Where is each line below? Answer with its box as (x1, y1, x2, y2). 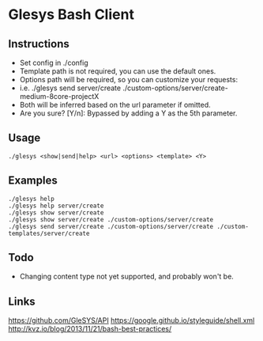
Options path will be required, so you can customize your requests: (19, 75, 239, 84)
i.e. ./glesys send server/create (19, 83, 121, 93)
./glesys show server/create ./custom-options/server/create (8, 215, 214, 223)
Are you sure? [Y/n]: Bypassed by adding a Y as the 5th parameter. (19, 108, 238, 118)
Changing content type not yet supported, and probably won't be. (19, 271, 235, 282)
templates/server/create (8, 229, 90, 237)
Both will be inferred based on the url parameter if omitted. (19, 100, 211, 109)
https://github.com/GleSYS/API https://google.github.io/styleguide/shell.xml (8, 316, 255, 325)
